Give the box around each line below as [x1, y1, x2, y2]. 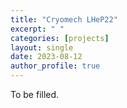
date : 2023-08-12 [10, 52, 83, 62]
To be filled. [10, 89, 60, 100]
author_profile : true [10, 61, 101, 71]
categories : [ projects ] [10, 33, 110, 43]
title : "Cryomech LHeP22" [10, 14, 118, 25]
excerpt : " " [10, 24, 65, 34]
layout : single [10, 42, 74, 53]
